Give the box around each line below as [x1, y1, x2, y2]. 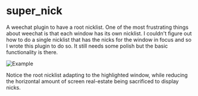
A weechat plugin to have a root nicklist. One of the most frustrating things [6, 24, 189, 31]
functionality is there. [6, 48, 58, 55]
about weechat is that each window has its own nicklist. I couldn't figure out [6, 29, 192, 37]
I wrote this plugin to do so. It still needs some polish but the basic [6, 42, 168, 49]
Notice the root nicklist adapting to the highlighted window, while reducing [6, 71, 188, 78]
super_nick [6, 4, 62, 18]
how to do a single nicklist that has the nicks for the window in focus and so [6, 36, 192, 43]
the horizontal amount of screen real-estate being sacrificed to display [6, 78, 179, 85]
